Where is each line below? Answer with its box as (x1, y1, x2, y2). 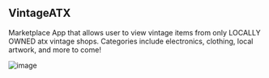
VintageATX (8, 6, 71, 20)
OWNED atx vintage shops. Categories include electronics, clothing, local (8, 36, 254, 46)
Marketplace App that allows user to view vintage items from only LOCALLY (8, 27, 261, 37)
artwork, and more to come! (8, 44, 101, 55)
